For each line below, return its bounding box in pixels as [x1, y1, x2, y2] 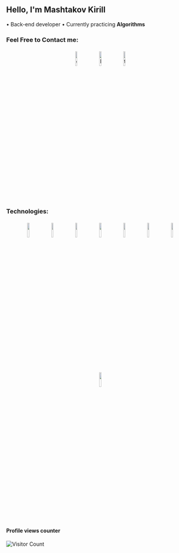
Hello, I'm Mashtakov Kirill [6, 5, 106, 15]
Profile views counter [6, 527, 61, 534]
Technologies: [6, 207, 49, 216]
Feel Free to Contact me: [6, 35, 79, 44]
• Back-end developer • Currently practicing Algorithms [6, 20, 145, 28]
